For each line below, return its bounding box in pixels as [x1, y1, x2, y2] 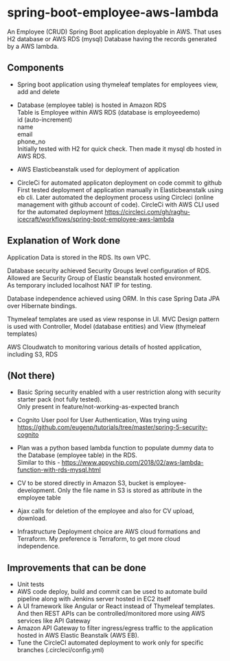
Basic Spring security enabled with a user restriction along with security [16, 388, 221, 396]
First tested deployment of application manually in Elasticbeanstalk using [16, 185, 224, 194]
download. [16, 514, 47, 522]
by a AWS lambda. [7, 42, 60, 50]
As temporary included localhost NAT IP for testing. [7, 281, 152, 289]
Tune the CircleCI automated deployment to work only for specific [16, 638, 204, 647]
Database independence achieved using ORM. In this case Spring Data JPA [7, 294, 220, 303]
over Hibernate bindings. [7, 301, 78, 310]
